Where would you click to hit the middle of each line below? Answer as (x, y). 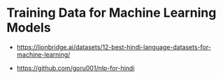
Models (29, 28)
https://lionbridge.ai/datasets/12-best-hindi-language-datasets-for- (114, 47)
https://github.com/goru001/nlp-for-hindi (75, 68)
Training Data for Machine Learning (111, 13)
